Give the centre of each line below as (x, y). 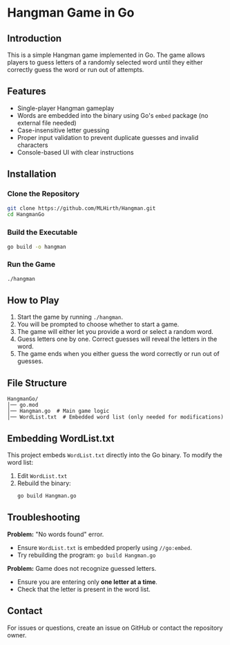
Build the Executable (42, 232)
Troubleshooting (44, 518)
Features (27, 91)
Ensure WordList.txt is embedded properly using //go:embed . (104, 547)
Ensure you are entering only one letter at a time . (87, 582)
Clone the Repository (44, 194)
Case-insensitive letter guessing (63, 130)
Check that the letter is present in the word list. (84, 589)
